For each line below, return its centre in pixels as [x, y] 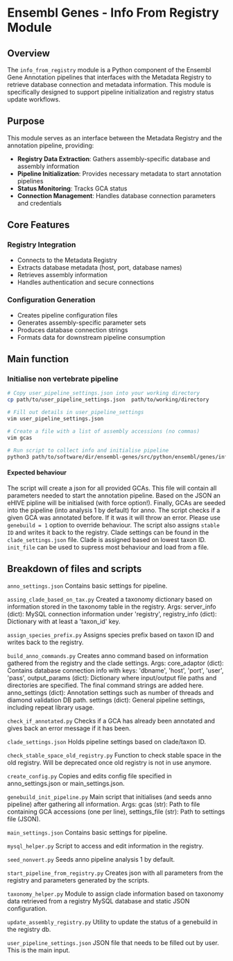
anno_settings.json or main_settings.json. [66, 783]
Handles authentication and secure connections [86, 282]
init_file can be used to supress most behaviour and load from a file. [108, 547]
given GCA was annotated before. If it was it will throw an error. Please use [114, 517]
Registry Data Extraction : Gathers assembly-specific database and [113, 158]
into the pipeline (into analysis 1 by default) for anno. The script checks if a [114, 510]
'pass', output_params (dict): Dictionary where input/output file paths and [112, 677]
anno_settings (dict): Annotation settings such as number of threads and [111, 692]
